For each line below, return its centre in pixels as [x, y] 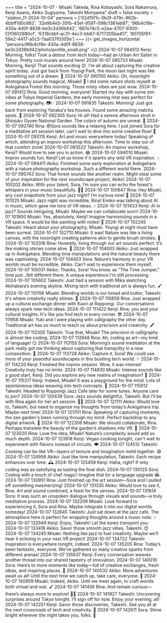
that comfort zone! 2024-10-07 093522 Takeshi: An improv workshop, [77, 147]
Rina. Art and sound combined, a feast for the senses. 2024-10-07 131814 [81, 491]
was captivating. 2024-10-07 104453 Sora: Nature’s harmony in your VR [79, 259]
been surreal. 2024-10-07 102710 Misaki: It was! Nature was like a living [79, 232]
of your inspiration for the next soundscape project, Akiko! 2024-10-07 [78, 179]
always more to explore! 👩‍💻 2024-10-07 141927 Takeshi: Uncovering [90, 594]
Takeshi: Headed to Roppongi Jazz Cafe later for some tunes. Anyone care [82, 391]
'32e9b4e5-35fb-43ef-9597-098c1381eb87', [83, 23]
